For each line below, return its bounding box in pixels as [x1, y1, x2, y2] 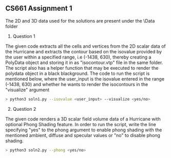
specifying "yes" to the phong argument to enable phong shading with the [5, 127, 162, 133]
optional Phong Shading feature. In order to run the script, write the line [5, 121, 157, 127]
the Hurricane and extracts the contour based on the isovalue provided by [5, 48, 162, 54]
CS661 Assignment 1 [5, 4, 73, 13]
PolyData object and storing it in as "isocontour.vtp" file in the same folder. [5, 59, 163, 66]
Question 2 [12, 106, 36, 112]
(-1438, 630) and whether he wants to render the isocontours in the [5, 81, 148, 87]
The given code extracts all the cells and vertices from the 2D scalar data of [5, 43, 166, 49]
